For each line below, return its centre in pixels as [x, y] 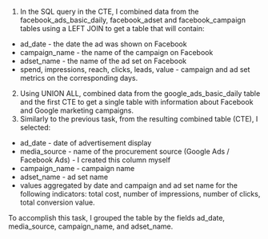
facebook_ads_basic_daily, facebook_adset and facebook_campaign [133, 20]
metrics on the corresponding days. [79, 78]
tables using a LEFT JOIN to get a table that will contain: [112, 28]
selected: [35, 127]
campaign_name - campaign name [77, 168]
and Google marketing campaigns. [77, 110]
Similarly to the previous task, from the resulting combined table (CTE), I [139, 119]
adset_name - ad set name [64, 177]
